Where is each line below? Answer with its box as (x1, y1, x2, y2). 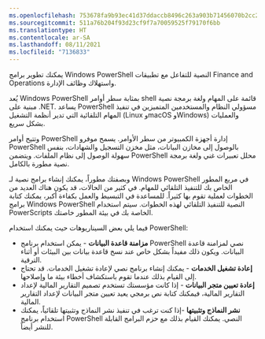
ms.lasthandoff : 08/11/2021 (9, 41, 101, 49)
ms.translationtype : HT (9, 26, 87, 34)
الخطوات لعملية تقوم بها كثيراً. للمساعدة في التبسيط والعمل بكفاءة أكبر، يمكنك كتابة (9, 191, 254, 200)
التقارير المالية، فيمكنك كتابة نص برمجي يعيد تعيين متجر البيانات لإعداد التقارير (20, 289, 245, 298)
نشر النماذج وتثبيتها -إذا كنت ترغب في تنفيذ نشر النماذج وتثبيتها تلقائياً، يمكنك (20, 305, 241, 315)
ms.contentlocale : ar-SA (9, 33, 90, 42)
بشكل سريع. (9, 119, 46, 128)
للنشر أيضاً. (20, 322, 53, 331)
